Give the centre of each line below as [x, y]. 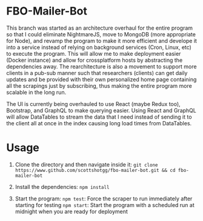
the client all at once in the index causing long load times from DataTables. [99, 123]
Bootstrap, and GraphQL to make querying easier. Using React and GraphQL [101, 110]
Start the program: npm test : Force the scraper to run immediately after [104, 199]
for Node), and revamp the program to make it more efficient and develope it [101, 41]
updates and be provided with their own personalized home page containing [101, 79]
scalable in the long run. [36, 92]
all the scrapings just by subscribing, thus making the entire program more [99, 85]
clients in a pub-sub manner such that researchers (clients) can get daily [97, 73]
